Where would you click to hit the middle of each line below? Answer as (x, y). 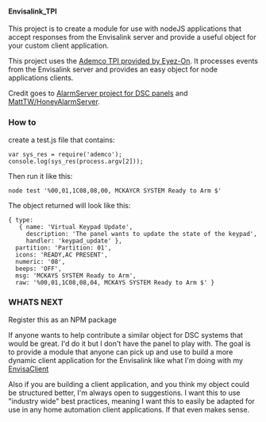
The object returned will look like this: (69, 205)
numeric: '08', (40, 261)
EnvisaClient (29, 369)
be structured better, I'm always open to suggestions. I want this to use (124, 393)
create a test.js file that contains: (62, 140)
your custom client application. (59, 46)
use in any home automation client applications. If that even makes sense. (129, 409)
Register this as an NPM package (62, 319)
